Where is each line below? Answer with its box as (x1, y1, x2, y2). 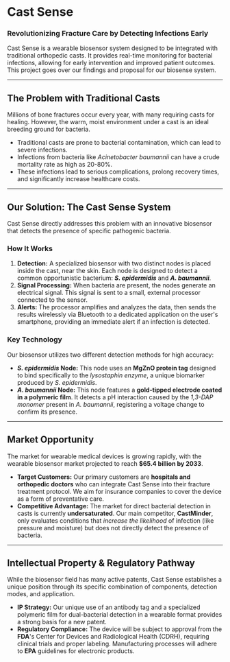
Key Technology (7, 335, 63, 344)
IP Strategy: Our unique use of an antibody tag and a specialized (16, 603, 201, 611)
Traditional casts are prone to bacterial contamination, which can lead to (16, 139, 221, 147)
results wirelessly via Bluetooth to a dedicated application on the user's (16, 310, 218, 319)
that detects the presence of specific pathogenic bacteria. (7, 227, 171, 235)
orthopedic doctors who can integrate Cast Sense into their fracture (16, 480, 211, 488)
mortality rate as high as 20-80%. (16, 161, 113, 169)
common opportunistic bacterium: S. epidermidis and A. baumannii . (16, 274, 212, 282)
